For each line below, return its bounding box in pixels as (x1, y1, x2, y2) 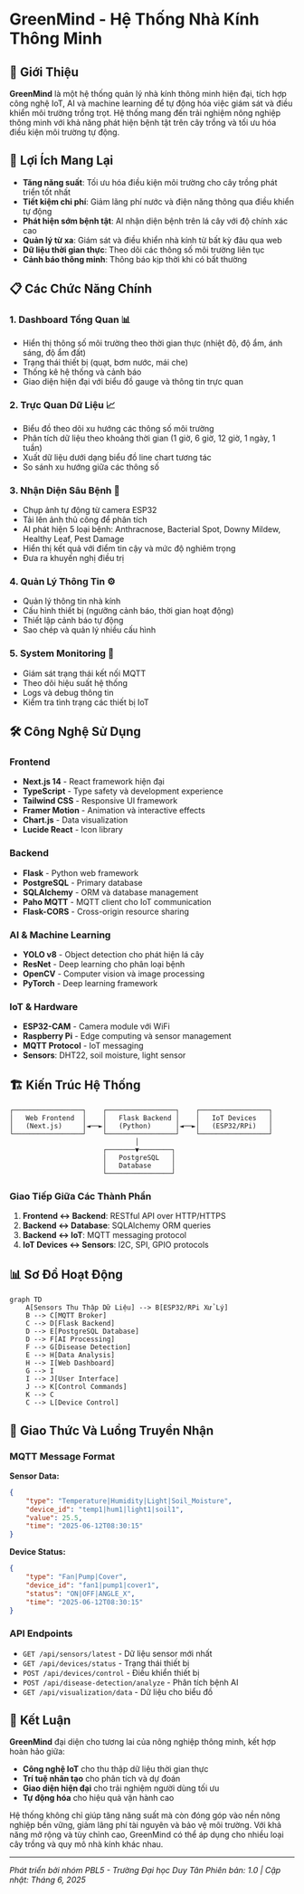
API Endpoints (9, 1627, 73, 1640)
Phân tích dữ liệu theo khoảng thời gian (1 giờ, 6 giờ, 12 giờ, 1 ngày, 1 (22, 433, 276, 443)
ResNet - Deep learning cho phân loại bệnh (22, 958, 185, 969)
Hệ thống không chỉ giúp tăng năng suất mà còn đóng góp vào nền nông (9, 1810, 280, 1821)
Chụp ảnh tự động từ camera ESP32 (22, 505, 157, 516)
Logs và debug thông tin (22, 687, 115, 698)
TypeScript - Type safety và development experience (22, 785, 223, 796)
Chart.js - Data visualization (22, 814, 128, 825)
